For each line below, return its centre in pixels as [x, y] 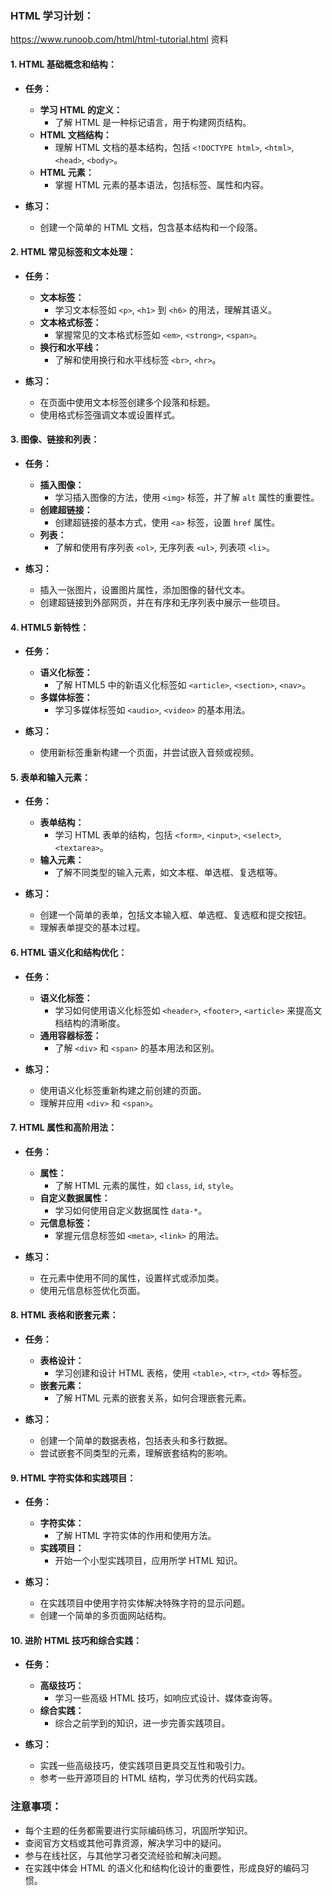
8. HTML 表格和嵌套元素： [64, 1315]
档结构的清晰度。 [90, 1023]
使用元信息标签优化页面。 [92, 1290]
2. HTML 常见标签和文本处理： [73, 252]
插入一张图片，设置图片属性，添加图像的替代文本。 [145, 589]
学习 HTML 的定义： [81, 109]
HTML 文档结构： [75, 134]
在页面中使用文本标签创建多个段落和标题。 [127, 402]
